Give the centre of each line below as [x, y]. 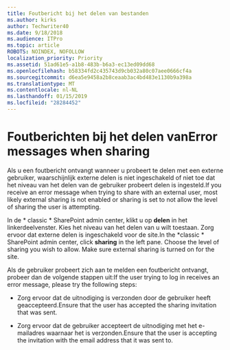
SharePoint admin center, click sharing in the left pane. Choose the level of [113, 242]
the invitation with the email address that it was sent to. [95, 340]
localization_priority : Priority [55, 58]
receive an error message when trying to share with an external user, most [113, 192]
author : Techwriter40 [38, 26]
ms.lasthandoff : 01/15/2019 [47, 97]
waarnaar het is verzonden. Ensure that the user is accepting [132, 333]
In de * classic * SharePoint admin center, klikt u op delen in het [97, 220]
